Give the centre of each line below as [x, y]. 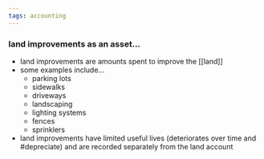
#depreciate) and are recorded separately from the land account [126, 146]
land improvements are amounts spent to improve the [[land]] [121, 61]
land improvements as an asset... [75, 43]
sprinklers [49, 129]
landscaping [52, 104]
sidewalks [49, 87]
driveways [49, 95]
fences [43, 120]
